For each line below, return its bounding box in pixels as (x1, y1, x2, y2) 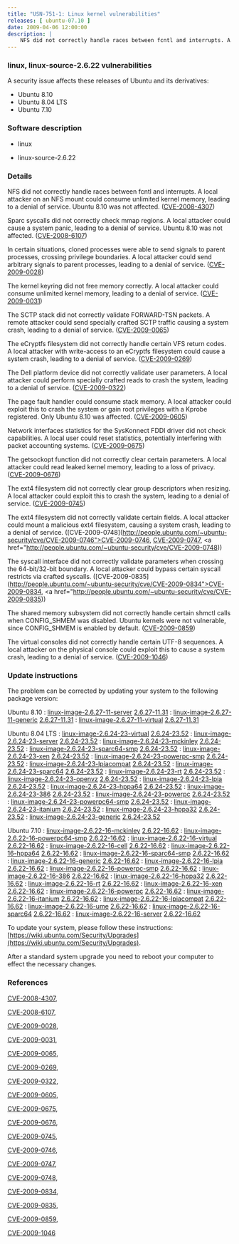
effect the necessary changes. (7, 960, 97, 968)
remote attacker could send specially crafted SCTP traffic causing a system (7, 318, 229, 327)
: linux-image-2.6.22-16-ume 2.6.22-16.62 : (24, 902, 152, 911)
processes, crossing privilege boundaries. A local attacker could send (7, 253, 212, 261)
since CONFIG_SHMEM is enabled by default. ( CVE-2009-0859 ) (7, 624, 196, 632)
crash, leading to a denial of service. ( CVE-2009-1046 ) (7, 653, 169, 662)
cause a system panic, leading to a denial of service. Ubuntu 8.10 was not (7, 224, 223, 232)
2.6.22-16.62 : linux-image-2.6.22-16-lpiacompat (60, 894, 204, 903)
